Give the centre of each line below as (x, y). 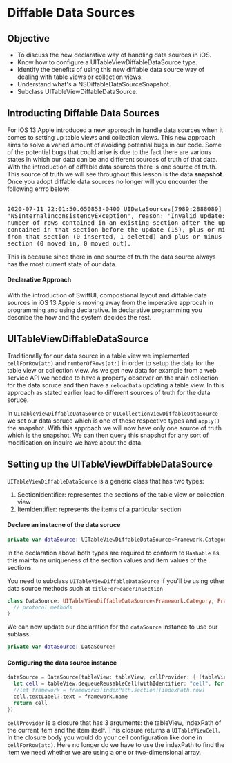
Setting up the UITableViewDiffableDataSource (110, 465)
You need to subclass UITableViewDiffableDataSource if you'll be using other (116, 581)
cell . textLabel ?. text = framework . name (71, 697)
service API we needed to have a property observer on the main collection (113, 378)
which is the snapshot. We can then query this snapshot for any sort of (108, 435)
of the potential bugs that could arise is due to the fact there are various (109, 152)
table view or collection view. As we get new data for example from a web (112, 370)
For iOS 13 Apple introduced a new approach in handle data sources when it (115, 130)
